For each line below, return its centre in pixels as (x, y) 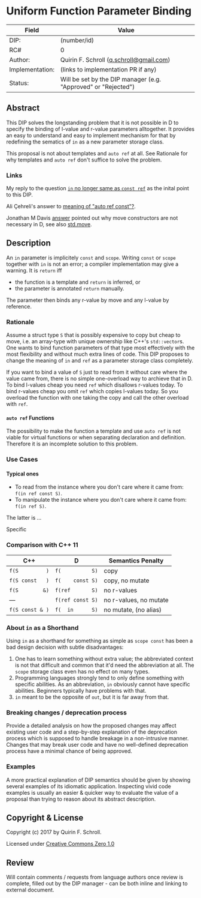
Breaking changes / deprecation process (67, 713)
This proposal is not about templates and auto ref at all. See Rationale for (97, 153)
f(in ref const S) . (39, 493)
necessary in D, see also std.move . (49, 224)
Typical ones (22, 474)
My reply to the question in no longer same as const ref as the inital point (98, 188)
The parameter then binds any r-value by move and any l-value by (88, 300)
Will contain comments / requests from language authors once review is (95, 877)
